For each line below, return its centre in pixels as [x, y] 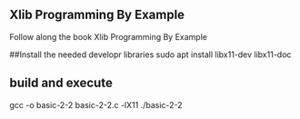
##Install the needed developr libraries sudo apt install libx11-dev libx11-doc [150, 55]
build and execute [61, 83]
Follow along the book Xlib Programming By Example [108, 36]
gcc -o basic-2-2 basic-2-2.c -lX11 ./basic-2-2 [96, 104]
